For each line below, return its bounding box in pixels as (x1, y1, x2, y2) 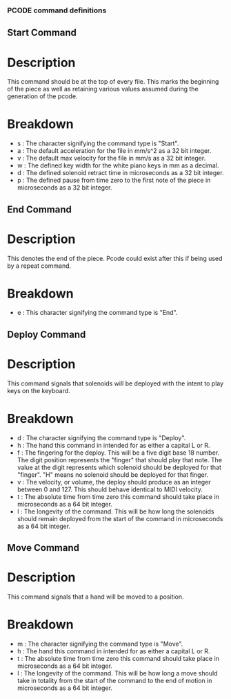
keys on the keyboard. (7, 386, 70, 394)
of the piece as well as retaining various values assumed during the (7, 85, 199, 93)
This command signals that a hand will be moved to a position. (7, 592, 184, 601)
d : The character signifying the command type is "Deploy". (17, 433, 186, 442)
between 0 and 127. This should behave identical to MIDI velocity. (17, 485, 203, 493)
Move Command (7, 542, 80, 554)
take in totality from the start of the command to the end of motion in (17, 676, 212, 684)
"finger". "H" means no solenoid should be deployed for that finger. (17, 470, 209, 479)
